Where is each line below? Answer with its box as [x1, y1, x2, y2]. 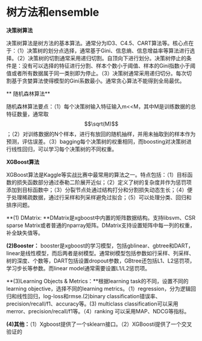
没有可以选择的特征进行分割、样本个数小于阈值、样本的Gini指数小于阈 [22, 62, 196, 69]
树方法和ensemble [6, 5, 99, 19]
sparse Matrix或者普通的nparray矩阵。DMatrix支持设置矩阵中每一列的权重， [6, 221, 196, 229]
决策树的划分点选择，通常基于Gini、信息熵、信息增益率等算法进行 [27, 46, 190, 54]
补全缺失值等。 [6, 229, 43, 236]
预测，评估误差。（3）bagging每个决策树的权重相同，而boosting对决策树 [6, 138, 187, 145]
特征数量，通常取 [6, 110, 49, 118]
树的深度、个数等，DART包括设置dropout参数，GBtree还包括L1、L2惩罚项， [6, 257, 195, 264]
